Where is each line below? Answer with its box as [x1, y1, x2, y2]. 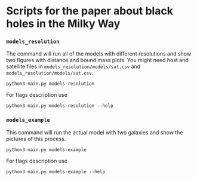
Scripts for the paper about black [6, 4, 173, 18]
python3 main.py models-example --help [6, 168, 106, 174]
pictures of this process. [6, 135, 66, 142]
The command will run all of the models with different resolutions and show [6, 50, 192, 57]
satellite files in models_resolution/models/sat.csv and [6, 63, 141, 70]
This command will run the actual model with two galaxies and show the [6, 128, 183, 136]
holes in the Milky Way [6, 17, 121, 30]
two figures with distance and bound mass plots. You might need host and [6, 57, 189, 64]
